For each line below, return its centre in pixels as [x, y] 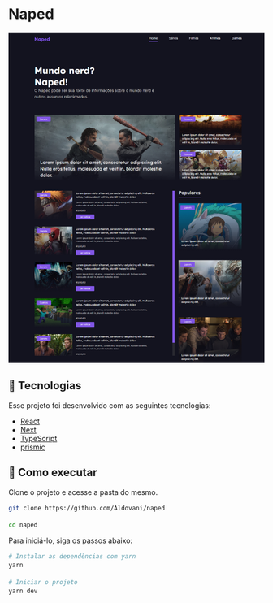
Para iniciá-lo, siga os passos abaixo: [70, 540]
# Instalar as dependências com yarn [72, 557]
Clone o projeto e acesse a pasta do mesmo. [83, 492]
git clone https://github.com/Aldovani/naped [87, 508]
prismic [33, 447]
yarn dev [23, 591]
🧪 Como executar [53, 473]
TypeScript [39, 438]
